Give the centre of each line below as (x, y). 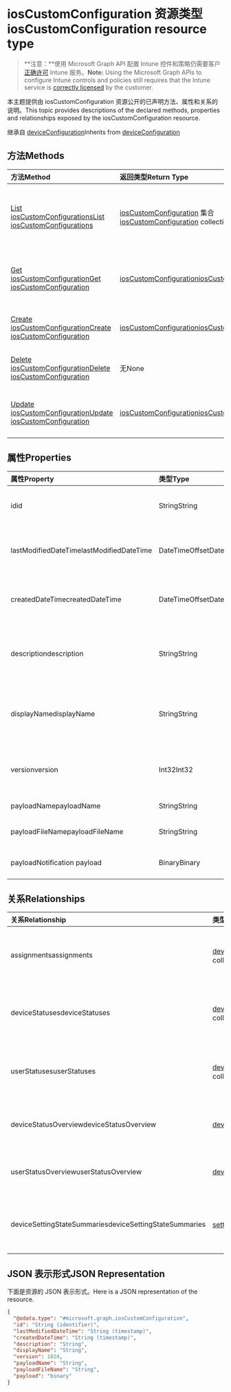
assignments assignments (52, 955)
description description (47, 653)
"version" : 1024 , (38, 1357)
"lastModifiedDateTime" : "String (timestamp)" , (83, 1331)
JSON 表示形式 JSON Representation (86, 1274)
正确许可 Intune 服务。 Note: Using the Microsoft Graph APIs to (113, 72)
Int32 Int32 (176, 769)
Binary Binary (179, 862)
